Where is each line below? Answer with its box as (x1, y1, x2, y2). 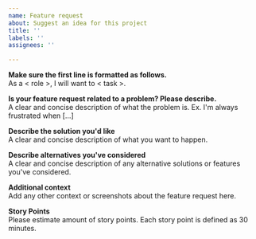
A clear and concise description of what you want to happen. (8, 135, 208, 144)
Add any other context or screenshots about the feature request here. (8, 191, 237, 201)
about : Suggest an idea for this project (8, 19, 148, 27)
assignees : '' (8, 41, 56, 49)
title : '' (8, 26, 41, 34)
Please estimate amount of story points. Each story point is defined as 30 (8, 215, 249, 225)
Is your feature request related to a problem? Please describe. (8, 94, 217, 104)
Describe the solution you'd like (8, 127, 115, 136)
